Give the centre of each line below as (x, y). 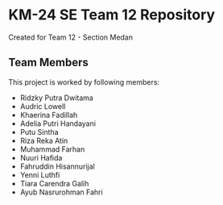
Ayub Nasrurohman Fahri (61, 192)
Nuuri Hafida (41, 157)
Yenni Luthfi (40, 174)
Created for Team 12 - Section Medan (70, 37)
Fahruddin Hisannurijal (57, 166)
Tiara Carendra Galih (54, 183)
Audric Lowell (43, 106)
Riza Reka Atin (44, 140)
